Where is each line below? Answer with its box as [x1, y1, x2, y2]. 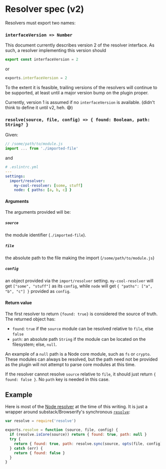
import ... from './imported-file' [5, 146, 79, 151]
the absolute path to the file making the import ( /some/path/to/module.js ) [5, 255, 155, 261]
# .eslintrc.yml [5, 165, 39, 170]
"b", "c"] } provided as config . [5, 288, 71, 294]
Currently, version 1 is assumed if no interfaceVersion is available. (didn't [5, 99, 155, 105]
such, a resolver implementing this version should [5, 47, 106, 53]
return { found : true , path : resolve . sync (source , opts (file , [14, 441, 145, 446]
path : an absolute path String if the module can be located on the [12, 336, 146, 342]
